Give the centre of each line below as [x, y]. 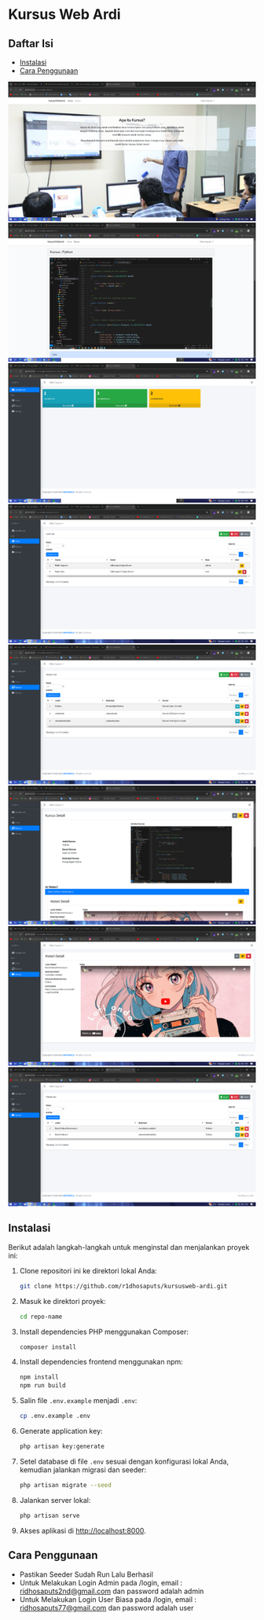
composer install [48, 1347]
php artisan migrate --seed [65, 1485]
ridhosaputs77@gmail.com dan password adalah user [106, 1607]
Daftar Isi [31, 44]
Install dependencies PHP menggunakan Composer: [104, 1332]
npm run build [42, 1386]
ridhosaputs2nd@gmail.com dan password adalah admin [112, 1591]
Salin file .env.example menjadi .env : [78, 1401]
